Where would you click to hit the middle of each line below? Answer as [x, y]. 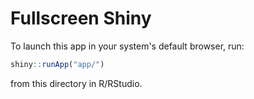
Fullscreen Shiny [81, 18]
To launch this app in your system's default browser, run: [127, 46]
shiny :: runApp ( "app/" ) [57, 64]
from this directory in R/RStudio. [76, 83]
